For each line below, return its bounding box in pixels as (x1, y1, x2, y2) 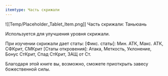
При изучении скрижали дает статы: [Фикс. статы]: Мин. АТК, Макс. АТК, (5, 40, 163, 46)
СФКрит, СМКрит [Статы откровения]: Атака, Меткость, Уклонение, (5, 45, 152, 51)
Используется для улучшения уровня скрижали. (5, 30, 110, 36)
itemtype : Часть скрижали (5, 7, 60, 12)
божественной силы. (5, 66, 50, 72)
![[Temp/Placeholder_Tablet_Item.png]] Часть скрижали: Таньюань (5, 21, 147, 27)
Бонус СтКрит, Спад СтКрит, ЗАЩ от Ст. (5, 51, 92, 57)
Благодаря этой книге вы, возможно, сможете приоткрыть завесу (5, 60, 149, 66)
